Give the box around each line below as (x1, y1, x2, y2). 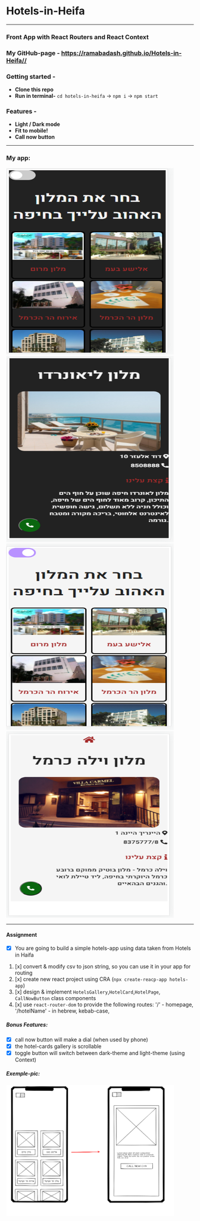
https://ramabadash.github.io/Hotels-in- (61, 49, 182, 57)
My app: (6, 154, 31, 162)
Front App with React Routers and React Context (6, 33, 149, 41)
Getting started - (6, 72, 55, 81)
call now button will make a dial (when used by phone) (14, 1036, 149, 1043)
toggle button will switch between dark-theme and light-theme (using (14, 1050, 185, 1057)
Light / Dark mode (14, 121, 61, 128)
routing (14, 969, 33, 976)
